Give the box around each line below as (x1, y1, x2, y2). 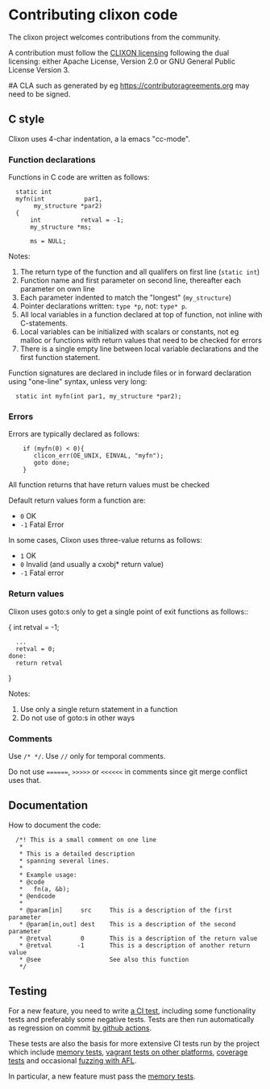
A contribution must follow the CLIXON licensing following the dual (8, 48, 230, 57)
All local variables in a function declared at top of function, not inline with (19, 310, 263, 320)
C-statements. (19, 318, 69, 328)
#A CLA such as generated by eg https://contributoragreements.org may (8, 81, 250, 90)
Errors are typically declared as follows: (8, 429, 140, 439)
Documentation (8, 799, 89, 813)
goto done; (33, 459, 70, 467)
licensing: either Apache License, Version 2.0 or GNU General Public (8, 56, 236, 66)
